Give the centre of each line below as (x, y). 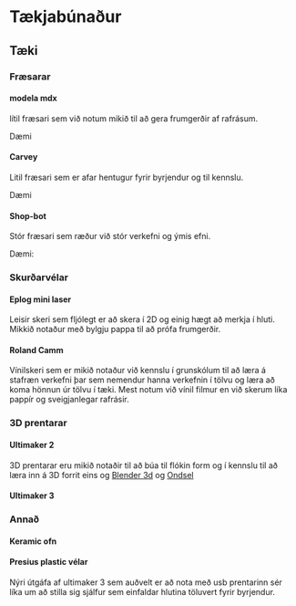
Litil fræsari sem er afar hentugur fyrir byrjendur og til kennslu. (127, 177)
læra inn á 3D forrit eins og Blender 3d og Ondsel (102, 475)
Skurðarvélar (39, 277)
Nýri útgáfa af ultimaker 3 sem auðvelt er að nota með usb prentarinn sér (146, 582)
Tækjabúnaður (66, 17)
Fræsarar (30, 77)
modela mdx (33, 99)
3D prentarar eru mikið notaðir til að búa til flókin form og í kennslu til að (143, 465)
